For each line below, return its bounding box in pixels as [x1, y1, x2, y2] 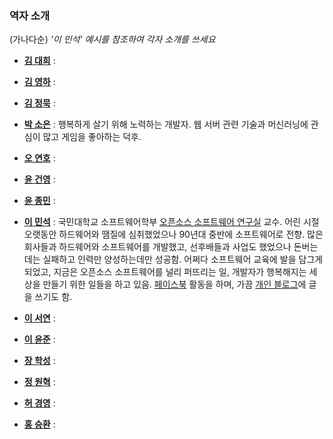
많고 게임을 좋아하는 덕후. [42, 131, 142, 143]
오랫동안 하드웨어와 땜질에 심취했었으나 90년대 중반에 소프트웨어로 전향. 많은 [23, 228, 324, 241]
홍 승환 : [23, 418, 56, 431]
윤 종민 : [23, 195, 56, 207]
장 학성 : [23, 355, 56, 367]
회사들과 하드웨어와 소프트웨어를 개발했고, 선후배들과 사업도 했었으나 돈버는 [23, 241, 319, 253]
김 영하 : [23, 76, 56, 88]
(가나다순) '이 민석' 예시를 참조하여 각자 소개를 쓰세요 [9, 33, 216, 46]
